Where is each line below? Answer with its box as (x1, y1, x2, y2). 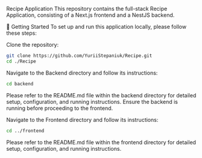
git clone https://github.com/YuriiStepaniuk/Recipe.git (6, 53, 153, 59)
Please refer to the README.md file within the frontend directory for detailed (6, 138, 197, 146)
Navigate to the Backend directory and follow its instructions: (6, 69, 158, 76)
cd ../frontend (6, 127, 45, 134)
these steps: (6, 29, 37, 37)
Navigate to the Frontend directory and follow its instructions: (6, 116, 159, 123)
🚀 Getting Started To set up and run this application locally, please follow (6, 23, 187, 30)
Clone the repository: (6, 41, 59, 48)
